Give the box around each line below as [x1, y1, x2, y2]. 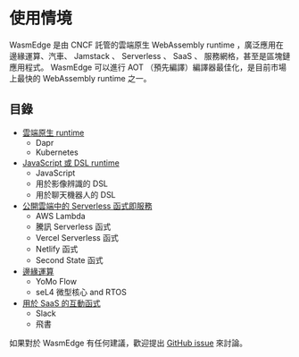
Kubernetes [35, 147, 79, 157]
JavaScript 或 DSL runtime [21, 157, 120, 168]
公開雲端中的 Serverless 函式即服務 [21, 200, 153, 211]
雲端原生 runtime [21, 127, 85, 138]
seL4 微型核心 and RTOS [35, 286, 127, 297]
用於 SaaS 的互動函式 [21, 297, 101, 309]
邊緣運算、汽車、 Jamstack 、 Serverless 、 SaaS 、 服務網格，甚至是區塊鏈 [9, 50, 291, 61]
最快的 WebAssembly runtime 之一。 [16, 72, 152, 83]
